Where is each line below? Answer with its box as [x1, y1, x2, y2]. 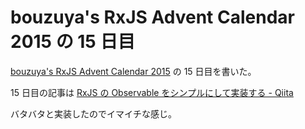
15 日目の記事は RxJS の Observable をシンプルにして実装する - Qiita [10, 86, 294, 98]
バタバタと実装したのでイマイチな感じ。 [10, 107, 177, 120]
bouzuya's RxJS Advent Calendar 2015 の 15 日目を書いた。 [10, 65, 257, 77]
